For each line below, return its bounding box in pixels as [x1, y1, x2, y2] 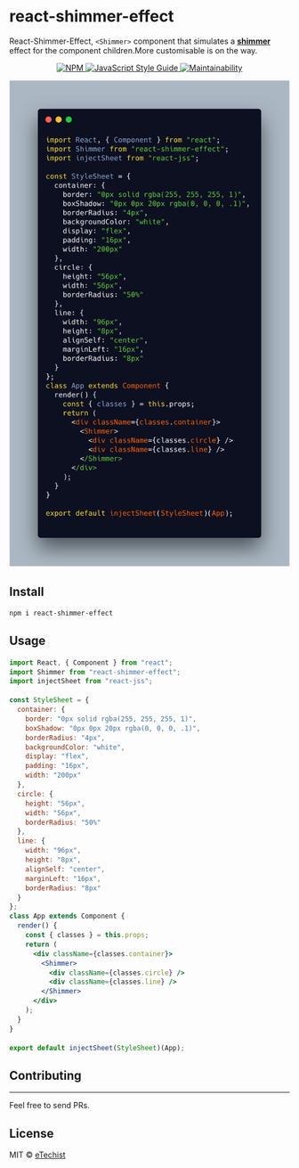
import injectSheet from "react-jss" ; [9, 677, 153, 686]
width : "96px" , [25, 846, 82, 855]
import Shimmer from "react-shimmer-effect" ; [9, 667, 181, 676]
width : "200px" [25, 771, 82, 780]
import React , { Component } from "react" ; [9, 658, 174, 667]
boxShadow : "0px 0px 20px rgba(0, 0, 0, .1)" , [25, 723, 201, 732]
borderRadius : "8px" [25, 884, 101, 893]
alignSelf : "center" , [25, 864, 105, 874]
